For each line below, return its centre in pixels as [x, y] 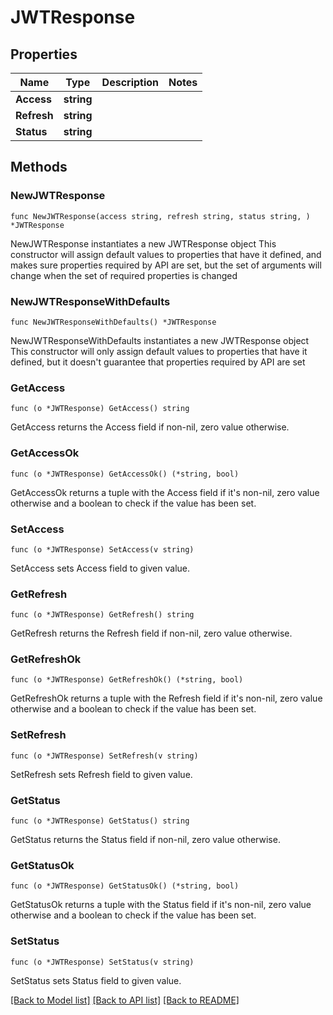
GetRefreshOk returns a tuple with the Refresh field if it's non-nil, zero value [166, 698]
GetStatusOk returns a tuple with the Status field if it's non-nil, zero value [161, 905]
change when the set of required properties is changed [124, 275]
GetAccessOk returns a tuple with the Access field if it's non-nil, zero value [165, 492]
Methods [39, 167]
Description [130, 82]
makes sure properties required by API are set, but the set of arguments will [166, 265]
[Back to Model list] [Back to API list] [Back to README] [125, 1000]
